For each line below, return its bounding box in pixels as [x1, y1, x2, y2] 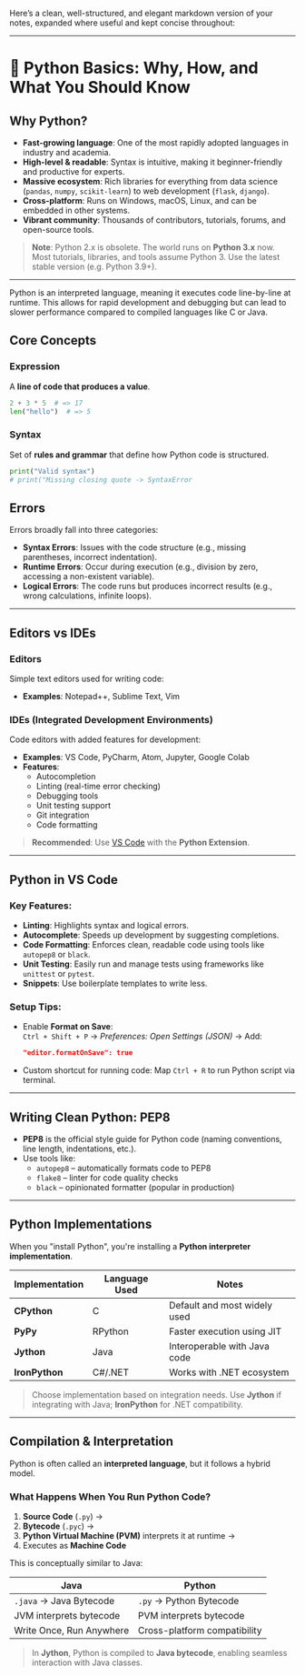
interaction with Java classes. [31, 1657, 143, 1668]
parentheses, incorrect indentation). [22, 552, 157, 563]
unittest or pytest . [22, 968, 95, 979]
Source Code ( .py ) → [22, 1510, 103, 1521]
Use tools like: [22, 1152, 75, 1163]
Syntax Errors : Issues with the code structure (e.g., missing [22, 542, 247, 553]
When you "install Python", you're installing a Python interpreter [9, 1240, 251, 1251]
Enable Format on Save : [22, 1021, 113, 1032]
